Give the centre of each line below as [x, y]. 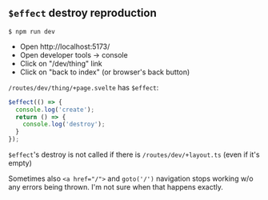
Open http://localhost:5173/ [65, 46]
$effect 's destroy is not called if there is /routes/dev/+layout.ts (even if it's [134, 154]
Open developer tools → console [74, 54]
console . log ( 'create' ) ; [55, 110]
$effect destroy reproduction [83, 13]
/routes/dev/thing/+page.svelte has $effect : [84, 87]
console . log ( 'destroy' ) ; [64, 124]
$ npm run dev [32, 31]
